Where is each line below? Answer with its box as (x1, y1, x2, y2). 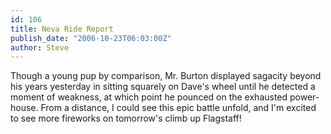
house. (10, 102, 39, 114)
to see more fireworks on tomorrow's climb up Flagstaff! (10, 112, 242, 125)
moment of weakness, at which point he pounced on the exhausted (10, 91, 288, 103)
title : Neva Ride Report (10, 24, 114, 34)
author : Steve (10, 42, 70, 53)
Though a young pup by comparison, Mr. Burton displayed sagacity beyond (10, 70, 322, 82)
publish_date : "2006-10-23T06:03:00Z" (10, 33, 172, 43)
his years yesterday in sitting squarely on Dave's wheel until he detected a (10, 81, 316, 93)
